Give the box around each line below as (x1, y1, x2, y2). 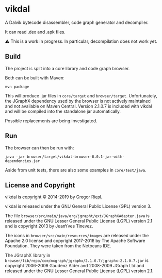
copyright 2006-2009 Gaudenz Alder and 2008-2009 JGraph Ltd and (5, 263, 145, 269)
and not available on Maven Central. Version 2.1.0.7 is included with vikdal (5, 103, 152, 109)
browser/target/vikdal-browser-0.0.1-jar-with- (26, 154, 125, 159)
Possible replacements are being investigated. (5, 118, 97, 124)
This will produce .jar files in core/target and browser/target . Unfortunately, (5, 93, 158, 98)
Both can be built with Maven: (5, 74, 65, 81)
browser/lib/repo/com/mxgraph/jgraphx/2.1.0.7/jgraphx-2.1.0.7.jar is (5, 258, 149, 263)
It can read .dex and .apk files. (5, 29, 65, 35)
